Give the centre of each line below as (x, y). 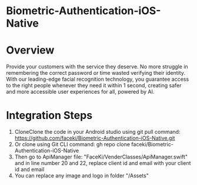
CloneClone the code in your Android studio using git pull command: (97, 132)
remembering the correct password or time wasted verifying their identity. (96, 73)
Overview (30, 50)
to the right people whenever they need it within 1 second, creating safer (94, 85)
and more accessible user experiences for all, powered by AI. (80, 92)
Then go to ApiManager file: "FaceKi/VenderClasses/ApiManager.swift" (101, 157)
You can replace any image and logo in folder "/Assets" (81, 176)
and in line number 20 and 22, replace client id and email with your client (103, 163)
